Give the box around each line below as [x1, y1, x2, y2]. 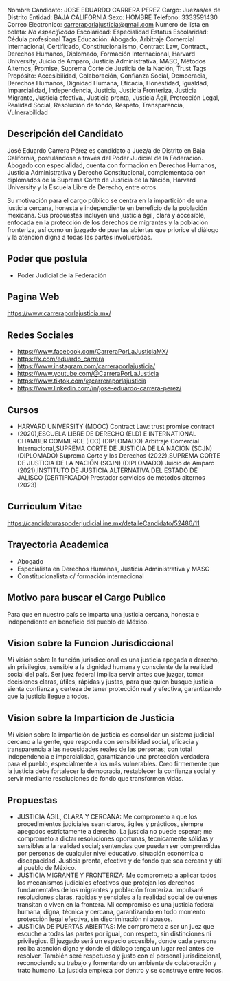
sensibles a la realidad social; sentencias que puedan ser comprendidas [16, 841, 221, 850]
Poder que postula [7, 253, 87, 264]
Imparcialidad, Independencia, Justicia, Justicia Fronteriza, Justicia [7, 86, 197, 94]
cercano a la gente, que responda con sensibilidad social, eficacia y [7, 738, 199, 746]
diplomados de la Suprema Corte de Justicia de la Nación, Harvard [7, 176, 196, 184]
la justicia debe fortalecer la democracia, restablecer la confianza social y [7, 767, 216, 775]
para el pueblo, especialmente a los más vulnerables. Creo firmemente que [7, 760, 220, 768]
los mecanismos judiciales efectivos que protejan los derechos [16, 878, 195, 887]
